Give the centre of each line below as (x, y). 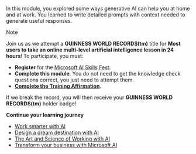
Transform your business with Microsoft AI (66, 145)
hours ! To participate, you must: (45, 56)
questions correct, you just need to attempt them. (74, 80)
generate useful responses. (39, 21)
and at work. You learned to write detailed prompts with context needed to (96, 15)
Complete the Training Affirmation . (58, 86)
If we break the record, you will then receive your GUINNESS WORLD (90, 97)
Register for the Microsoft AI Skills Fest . (63, 67)
